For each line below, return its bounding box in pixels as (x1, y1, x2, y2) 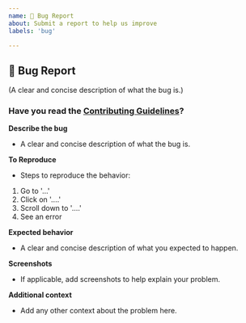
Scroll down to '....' (19, 203, 83, 213)
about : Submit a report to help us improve (8, 19, 158, 27)
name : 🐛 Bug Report (8, 11, 74, 20)
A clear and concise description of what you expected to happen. (19, 243, 239, 253)
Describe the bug (8, 124, 68, 133)
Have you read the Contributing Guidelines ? (8, 106, 184, 117)
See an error (19, 212, 62, 222)
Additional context (8, 290, 73, 300)
